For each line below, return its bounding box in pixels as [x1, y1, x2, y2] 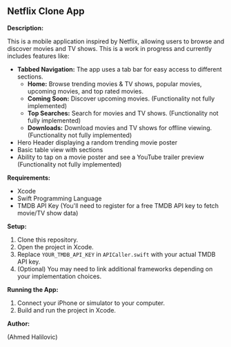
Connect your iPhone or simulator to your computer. [17, 299, 165, 307]
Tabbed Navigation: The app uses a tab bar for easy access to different [17, 65, 222, 73]
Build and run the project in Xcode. [17, 306, 116, 314]
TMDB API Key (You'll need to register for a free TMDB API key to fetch [17, 201, 219, 209]
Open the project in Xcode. [17, 242, 94, 251]
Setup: [7, 222, 27, 230]
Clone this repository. [17, 235, 79, 244]
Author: [7, 319, 30, 328]
